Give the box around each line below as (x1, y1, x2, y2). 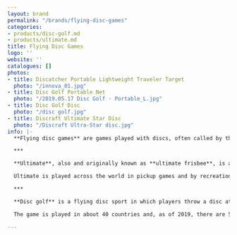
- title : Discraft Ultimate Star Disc (7, 115, 121, 122)
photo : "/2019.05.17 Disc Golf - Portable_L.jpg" (13, 96, 162, 103)
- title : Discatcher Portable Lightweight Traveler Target (7, 75, 185, 83)
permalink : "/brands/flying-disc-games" (7, 17, 128, 24)
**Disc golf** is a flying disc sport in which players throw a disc (13, 198, 222, 205)
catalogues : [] (7, 63, 52, 70)
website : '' (7, 56, 42, 63)
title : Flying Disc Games (7, 43, 83, 50)
